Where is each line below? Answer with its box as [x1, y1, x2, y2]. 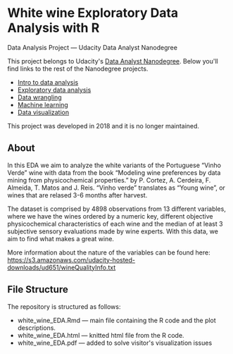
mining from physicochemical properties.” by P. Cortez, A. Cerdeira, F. [7, 176, 211, 184]
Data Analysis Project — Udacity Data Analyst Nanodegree [7, 43, 178, 51]
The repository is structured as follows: [7, 302, 121, 311]
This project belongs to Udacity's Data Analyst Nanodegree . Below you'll [7, 56, 218, 65]
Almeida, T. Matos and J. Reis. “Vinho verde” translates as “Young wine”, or [7, 183, 225, 192]
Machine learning [17, 100, 68, 109]
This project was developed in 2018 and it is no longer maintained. [7, 121, 199, 130]
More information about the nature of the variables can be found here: [7, 248, 210, 257]
